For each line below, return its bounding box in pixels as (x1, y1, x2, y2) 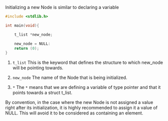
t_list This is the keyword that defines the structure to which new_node (12, 60, 163, 66)
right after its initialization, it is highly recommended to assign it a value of (5, 105, 158, 111)
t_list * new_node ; (14, 32, 53, 37)
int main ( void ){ (5, 23, 39, 28)
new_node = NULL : (14, 41, 51, 46)
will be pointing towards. (12, 65, 64, 71)
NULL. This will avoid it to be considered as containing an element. (5, 110, 143, 116)
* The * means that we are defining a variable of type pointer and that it (12, 84, 161, 90)
